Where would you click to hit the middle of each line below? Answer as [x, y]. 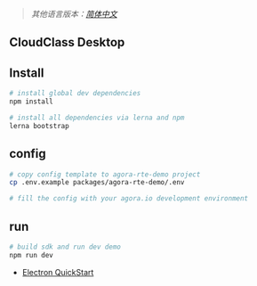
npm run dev [31, 255]
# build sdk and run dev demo [65, 247]
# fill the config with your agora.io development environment [129, 199]
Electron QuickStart [58, 272]
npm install [31, 102]
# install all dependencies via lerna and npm [97, 118]
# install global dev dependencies [75, 94]
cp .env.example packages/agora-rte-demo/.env [97, 183]
